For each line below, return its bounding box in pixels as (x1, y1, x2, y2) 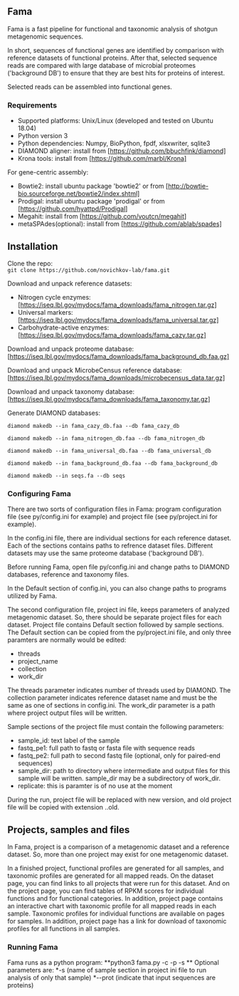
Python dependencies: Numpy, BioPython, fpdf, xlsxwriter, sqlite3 (17, 139, 211, 148)
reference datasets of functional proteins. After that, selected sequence (7, 53, 218, 62)
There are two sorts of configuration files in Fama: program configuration (7, 505, 222, 513)
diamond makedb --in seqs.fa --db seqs (7, 472, 126, 479)
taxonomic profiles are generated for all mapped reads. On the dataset (7, 871, 214, 880)
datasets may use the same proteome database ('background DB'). (7, 549, 204, 557)
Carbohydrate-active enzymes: (17, 323, 110, 332)
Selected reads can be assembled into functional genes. (7, 82, 173, 91)
